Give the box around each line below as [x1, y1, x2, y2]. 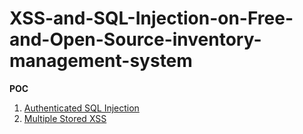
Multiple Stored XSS [23, 112, 107, 124]
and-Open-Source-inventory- [9, 28, 262, 51]
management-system [9, 50, 193, 72]
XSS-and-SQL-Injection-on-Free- [9, 7, 294, 30]
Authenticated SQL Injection [23, 102, 140, 114]
